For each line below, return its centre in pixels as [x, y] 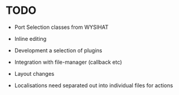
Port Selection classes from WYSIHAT [61, 27]
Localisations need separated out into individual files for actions [93, 85]
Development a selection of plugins [58, 50]
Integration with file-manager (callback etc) [68, 62]
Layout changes [34, 73]
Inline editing [30, 38]
